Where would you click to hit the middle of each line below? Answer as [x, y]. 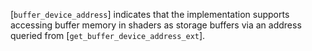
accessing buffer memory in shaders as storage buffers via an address [156, 25]
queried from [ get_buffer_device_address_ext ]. [108, 35]
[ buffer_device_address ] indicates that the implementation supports [150, 14]
